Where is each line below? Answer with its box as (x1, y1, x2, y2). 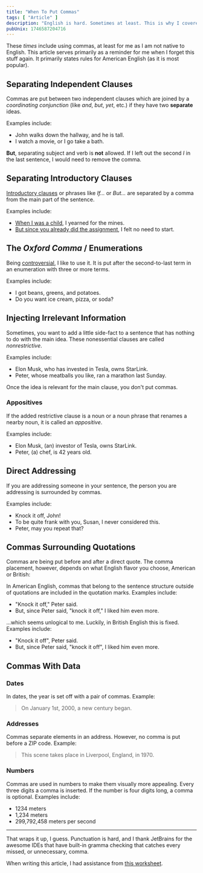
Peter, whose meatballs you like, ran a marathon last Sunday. (14, 372, 167, 379)
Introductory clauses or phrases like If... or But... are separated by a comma (6, 189, 195, 196)
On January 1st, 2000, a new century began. (21, 704, 132, 712)
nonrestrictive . (6, 342, 42, 349)
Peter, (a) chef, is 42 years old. (14, 448, 92, 456)
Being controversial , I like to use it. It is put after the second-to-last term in (6, 259, 192, 266)
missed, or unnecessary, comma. (6, 848, 89, 855)
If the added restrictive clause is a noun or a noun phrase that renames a (6, 412, 187, 419)
